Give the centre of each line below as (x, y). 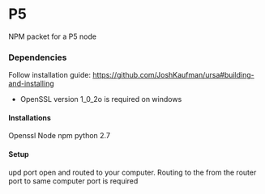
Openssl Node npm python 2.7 (60, 136)
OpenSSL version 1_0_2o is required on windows (101, 99)
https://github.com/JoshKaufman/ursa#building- (174, 75)
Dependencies (38, 57)
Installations (30, 117)
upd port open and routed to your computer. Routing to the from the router (132, 172)
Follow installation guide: (50, 75)
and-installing (31, 84)
